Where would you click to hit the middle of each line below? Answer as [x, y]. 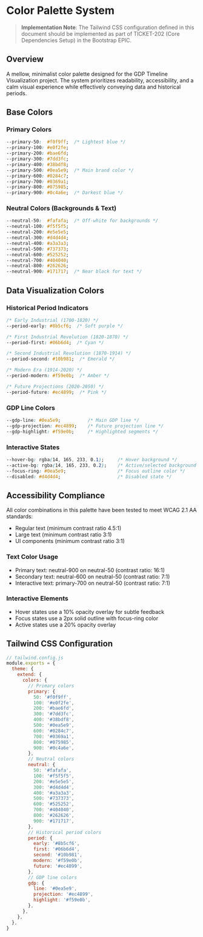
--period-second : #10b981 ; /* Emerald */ [61, 359]
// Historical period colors [65, 832]
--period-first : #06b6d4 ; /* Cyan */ [55, 342]
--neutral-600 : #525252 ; [38, 255]
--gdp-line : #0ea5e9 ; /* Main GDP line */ [73, 420]
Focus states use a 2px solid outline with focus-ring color [87, 618]
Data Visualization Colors [55, 291]
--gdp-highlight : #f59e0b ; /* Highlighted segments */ [82, 432]
